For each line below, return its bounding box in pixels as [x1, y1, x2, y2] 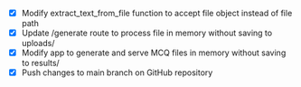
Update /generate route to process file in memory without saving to [21, 27, 273, 39]
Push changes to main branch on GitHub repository [21, 67, 213, 78]
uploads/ [21, 38, 55, 49]
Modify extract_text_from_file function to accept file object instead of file [21, 8, 293, 18]
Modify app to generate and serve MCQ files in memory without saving [21, 47, 287, 58]
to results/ [21, 58, 60, 69]
